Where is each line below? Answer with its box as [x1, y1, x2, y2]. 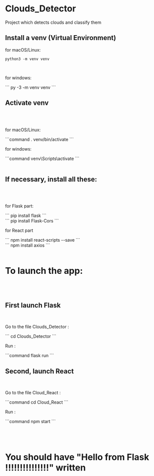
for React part [5, 227, 34, 233]
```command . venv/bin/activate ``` [5, 136, 74, 142]
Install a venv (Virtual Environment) [5, 34, 116, 42]
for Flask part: [5, 203, 34, 209]
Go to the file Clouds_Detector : [5, 324, 69, 330]
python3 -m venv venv [5, 56, 50, 61]
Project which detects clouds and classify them [5, 19, 102, 25]
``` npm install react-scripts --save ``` [5, 237, 80, 243]
